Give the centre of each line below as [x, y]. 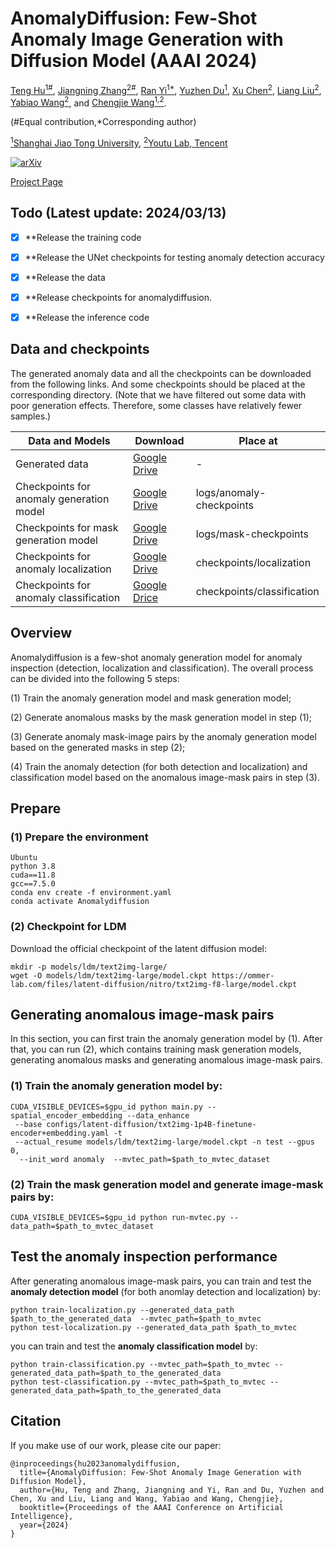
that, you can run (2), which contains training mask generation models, [156, 1049]
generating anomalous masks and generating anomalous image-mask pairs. [166, 1060]
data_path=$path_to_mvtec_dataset [82, 1227]
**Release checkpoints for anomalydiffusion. [118, 297]
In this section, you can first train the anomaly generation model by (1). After [166, 1039]
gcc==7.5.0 [33, 884]
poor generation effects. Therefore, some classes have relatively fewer [156, 405]
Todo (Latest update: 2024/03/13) [118, 213]
